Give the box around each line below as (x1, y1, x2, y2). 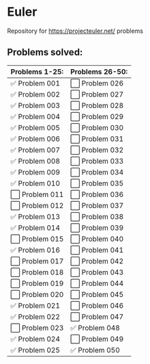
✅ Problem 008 (10, 156, 60, 166)
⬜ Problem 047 (70, 312, 124, 322)
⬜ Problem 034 (70, 167, 124, 177)
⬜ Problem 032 (70, 145, 124, 155)
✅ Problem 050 (70, 345, 121, 354)
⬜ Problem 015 (10, 234, 64, 244)
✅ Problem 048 (70, 323, 121, 333)
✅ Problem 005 (10, 122, 60, 132)
